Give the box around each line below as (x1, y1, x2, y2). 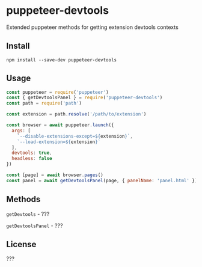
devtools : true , (11, 150, 52, 156)
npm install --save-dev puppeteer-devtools (6, 57, 117, 63)
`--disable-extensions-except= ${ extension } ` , (17, 133, 133, 139)
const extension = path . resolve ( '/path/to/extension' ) (6, 111, 147, 117)
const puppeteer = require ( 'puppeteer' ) (6, 89, 109, 95)
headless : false (11, 156, 52, 162)
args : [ (11, 127, 31, 133)
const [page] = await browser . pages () (6, 172, 103, 178)
